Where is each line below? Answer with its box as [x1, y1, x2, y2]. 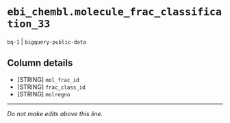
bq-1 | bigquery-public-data [7, 37, 87, 46]
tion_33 [7, 18, 51, 31]
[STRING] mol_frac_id [16, 75, 80, 83]
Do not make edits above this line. [7, 109, 103, 118]
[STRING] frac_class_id [16, 83, 86, 91]
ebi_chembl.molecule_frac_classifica [7, 5, 222, 18]
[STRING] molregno [16, 90, 71, 98]
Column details [7, 57, 73, 69]
